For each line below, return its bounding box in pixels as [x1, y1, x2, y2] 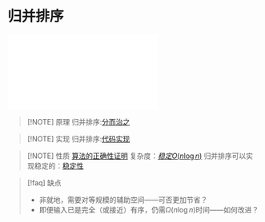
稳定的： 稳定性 [34, 161, 84, 170]
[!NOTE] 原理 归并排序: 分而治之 [26, 117, 130, 126]
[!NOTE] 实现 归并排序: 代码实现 [26, 133, 130, 144]
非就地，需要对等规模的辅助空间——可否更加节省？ [38, 195, 208, 204]
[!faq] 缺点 [26, 177, 62, 188]
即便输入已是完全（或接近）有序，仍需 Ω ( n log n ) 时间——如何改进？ [38, 204, 259, 214]
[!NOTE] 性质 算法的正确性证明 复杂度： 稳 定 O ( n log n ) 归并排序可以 [26, 151, 247, 161]
